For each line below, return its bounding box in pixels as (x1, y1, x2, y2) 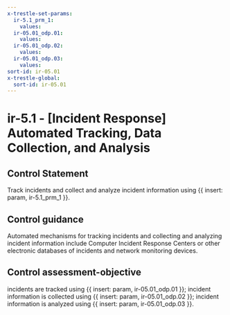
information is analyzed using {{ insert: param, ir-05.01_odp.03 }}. (7, 299, 194, 308)
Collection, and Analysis (7, 140, 151, 156)
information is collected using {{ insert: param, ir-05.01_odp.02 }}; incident (7, 292, 220, 300)
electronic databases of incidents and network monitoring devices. (7, 246, 198, 255)
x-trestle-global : (7, 74, 60, 82)
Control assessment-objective (7, 267, 142, 278)
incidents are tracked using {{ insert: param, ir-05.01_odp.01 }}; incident (7, 285, 211, 293)
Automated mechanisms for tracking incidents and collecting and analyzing (7, 232, 222, 240)
